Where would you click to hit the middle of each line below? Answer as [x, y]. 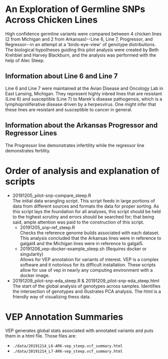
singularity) [32, 254]
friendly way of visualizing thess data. [52, 296]
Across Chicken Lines [51, 20]
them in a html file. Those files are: [41, 336]
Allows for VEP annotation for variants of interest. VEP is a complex [89, 259]
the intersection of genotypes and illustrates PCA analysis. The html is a [87, 291]
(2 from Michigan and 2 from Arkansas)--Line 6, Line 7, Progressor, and [79, 39]
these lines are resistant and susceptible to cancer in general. [69, 109]
